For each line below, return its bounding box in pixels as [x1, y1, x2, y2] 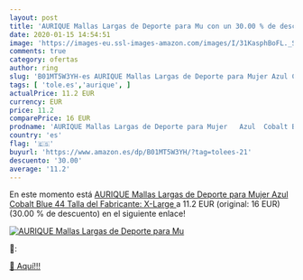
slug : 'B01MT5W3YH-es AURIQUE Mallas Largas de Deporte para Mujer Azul [9, 72, 289, 81]
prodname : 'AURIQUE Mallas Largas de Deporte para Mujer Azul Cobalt [9, 123, 289, 132]
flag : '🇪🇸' [9, 139, 54, 148]
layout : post [9, 13, 59, 23]
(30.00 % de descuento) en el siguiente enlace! [9, 209, 187, 219]
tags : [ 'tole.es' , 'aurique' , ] [9, 80, 131, 89]
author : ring [9, 64, 59, 73]
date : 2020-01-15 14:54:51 [9, 30, 111, 39]
